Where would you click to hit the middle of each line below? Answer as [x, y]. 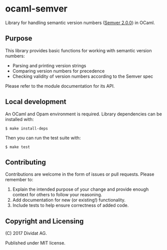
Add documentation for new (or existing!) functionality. [69, 200]
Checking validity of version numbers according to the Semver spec [83, 76]
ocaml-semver [36, 9]
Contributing [26, 162]
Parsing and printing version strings [49, 65]
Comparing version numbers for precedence [58, 71]
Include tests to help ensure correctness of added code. [70, 205]
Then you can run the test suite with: [43, 138]
